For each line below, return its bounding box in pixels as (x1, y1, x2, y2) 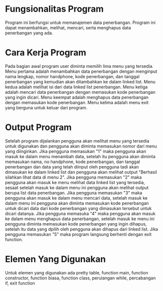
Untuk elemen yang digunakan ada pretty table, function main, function (5, 270, 148, 275)
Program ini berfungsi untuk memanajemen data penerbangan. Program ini (5, 20, 156, 25)
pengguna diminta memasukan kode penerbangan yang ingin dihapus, (5, 221, 147, 227)
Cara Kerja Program (5, 47, 86, 58)
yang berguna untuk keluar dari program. (5, 104, 88, 110)
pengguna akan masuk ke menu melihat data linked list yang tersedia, (5, 179, 145, 185)
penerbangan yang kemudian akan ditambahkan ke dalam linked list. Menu (5, 79, 156, 84)
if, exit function (5, 280, 35, 286)
